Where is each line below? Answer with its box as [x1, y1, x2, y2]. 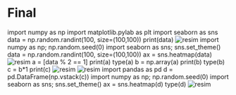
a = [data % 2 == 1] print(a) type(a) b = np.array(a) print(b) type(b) [32, 57, 225, 66]
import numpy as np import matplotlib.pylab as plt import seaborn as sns [7, 28, 218, 36]
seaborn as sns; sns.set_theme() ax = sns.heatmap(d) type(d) [7, 80, 187, 88]
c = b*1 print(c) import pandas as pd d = [7, 65, 174, 73]
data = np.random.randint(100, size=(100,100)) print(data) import [7, 35, 220, 43]
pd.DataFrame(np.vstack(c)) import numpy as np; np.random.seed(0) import [7, 72, 229, 81]
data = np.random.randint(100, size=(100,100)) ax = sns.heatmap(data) [7, 50, 213, 59]
